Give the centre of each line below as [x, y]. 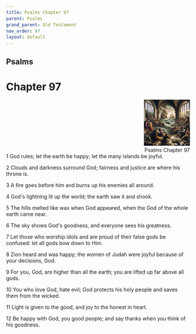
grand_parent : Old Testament [41, 25]
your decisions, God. [31, 261]
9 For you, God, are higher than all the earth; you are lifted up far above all [95, 272]
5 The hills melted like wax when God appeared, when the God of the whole [97, 208]
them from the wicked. [33, 296]
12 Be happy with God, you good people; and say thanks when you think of [96, 319]
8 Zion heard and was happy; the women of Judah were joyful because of [95, 254]
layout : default [26, 37]
